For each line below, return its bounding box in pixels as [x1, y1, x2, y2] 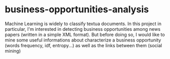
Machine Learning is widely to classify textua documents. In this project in [5, 21, 162, 27]
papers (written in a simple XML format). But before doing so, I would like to [5, 31, 165, 37]
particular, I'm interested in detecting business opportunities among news [5, 26, 161, 32]
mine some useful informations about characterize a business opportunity [5, 37, 161, 43]
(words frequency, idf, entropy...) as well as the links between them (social [5, 42, 162, 48]
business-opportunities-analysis [5, 4, 149, 15]
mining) [5, 48, 21, 54]
